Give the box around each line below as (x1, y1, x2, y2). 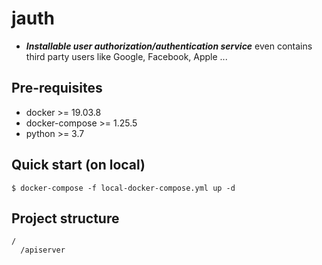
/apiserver (20, 245, 66, 256)
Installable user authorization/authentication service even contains (25, 40, 313, 52)
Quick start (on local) (11, 157, 146, 174)
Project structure (11, 210, 120, 227)
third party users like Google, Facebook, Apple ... (25, 50, 228, 62)
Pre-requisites (11, 80, 103, 97)
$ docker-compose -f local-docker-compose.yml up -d (11, 183, 236, 193)
